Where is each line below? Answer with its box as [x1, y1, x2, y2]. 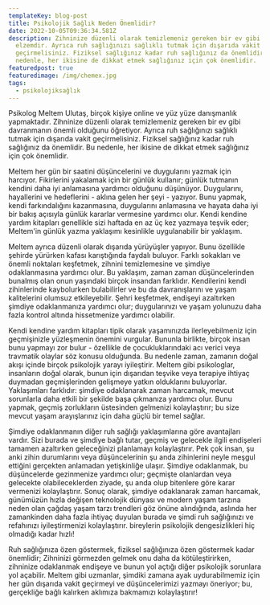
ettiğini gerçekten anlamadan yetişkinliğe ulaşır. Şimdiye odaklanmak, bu [8, 461, 248, 471]
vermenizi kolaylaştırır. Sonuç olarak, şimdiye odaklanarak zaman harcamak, [8, 487, 261, 497]
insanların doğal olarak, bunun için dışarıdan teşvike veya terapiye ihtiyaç [8, 369, 251, 378]
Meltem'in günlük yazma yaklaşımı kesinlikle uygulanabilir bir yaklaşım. [8, 227, 243, 236]
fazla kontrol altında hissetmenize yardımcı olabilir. [8, 310, 175, 320]
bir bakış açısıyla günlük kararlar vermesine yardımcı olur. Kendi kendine [8, 210, 247, 219]
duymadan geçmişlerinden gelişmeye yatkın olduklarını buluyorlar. [8, 377, 227, 386]
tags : [8, 79, 27, 87]
